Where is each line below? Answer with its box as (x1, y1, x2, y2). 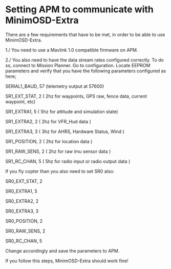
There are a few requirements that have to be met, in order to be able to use (5, 31, 165, 37)
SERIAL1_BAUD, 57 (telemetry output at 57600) (5, 83, 104, 89)
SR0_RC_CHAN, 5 (5, 238, 42, 244)
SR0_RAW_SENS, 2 (5, 227, 46, 234)
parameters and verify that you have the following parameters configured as (5, 68, 166, 74)
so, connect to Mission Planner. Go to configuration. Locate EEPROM (5, 62, 151, 68)
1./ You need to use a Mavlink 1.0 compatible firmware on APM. (5, 47, 138, 53)
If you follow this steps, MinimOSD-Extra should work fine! (5, 258, 129, 264)
